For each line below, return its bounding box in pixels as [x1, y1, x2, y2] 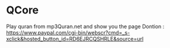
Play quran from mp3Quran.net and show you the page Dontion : [6, 23, 165, 30]
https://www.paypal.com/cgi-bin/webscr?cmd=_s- [6, 29, 130, 36]
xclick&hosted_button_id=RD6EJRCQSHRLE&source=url [6, 35, 144, 42]
